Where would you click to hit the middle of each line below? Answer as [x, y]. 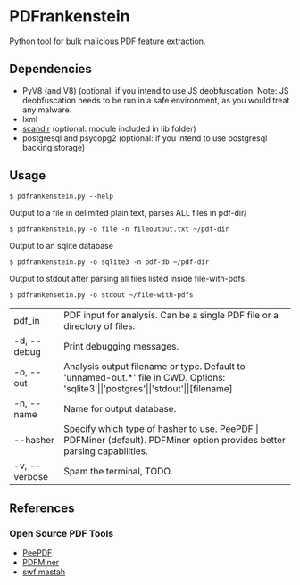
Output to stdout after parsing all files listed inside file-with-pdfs [127, 278]
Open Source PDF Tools [62, 533]
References [42, 508]
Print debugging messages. [121, 346]
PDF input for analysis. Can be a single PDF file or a [171, 315]
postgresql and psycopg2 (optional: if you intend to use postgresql [145, 138]
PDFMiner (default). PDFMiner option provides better [175, 440]
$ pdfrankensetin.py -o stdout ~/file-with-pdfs [101, 295]
